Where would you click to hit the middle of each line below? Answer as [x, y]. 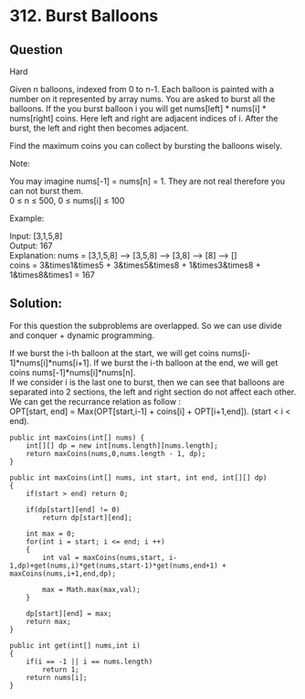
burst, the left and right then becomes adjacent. [99, 128]
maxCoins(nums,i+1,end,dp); [63, 573]
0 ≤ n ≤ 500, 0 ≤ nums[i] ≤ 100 [67, 201]
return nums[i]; [57, 677]
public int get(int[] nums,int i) [75, 645]
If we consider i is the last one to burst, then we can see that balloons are [147, 382]
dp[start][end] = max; [69, 613]
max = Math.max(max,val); [92, 589]
